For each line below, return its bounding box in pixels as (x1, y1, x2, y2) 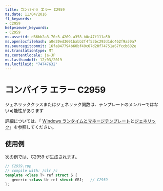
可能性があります (9, 108, 44, 114)
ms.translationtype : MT (5, 48, 54, 53)
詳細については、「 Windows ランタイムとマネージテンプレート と (5, 118, 135, 124)
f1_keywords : (5, 16, 32, 21)
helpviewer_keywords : (5, 25, 49, 30)
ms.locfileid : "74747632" (5, 62, 58, 67)
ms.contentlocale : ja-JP (5, 52, 56, 58)
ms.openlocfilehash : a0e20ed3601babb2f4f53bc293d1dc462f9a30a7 (5, 39, 137, 44)
